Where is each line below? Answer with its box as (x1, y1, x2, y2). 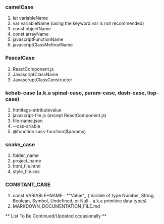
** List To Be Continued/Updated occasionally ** (5, 213, 107, 219)
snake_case (5, 141, 35, 148)
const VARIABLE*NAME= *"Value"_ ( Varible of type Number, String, (12, 193, 155, 199)
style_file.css (12, 169, 40, 175)
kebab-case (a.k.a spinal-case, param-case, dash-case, (5, 89, 146, 96)
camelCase (5, 4, 34, 11)
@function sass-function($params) (12, 128, 86, 134)
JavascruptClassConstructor (12, 77, 72, 83)
